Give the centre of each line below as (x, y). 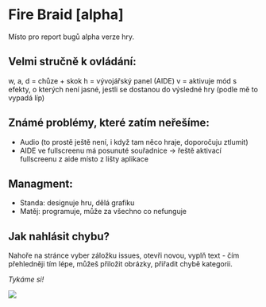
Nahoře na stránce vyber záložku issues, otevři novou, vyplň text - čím (124, 255)
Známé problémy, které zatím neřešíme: (109, 123)
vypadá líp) (27, 98)
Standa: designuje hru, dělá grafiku (77, 203)
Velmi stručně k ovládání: (72, 62)
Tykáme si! (26, 279)
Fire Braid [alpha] (66, 15)
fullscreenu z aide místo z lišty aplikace (84, 159)
